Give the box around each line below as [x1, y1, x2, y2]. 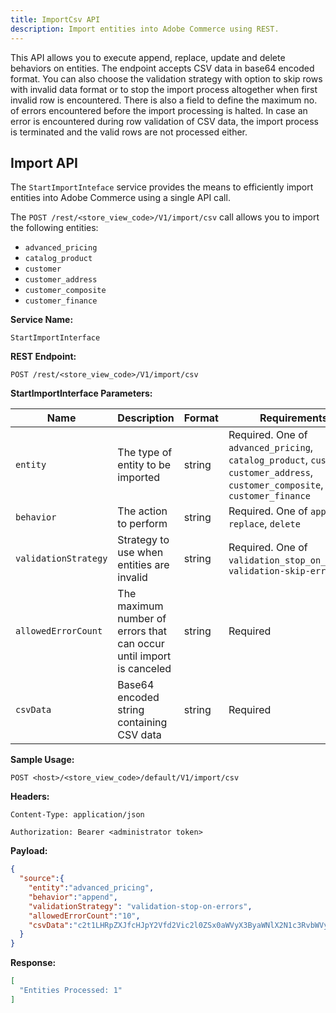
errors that [117, 624, 167, 638]
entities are [117, 558, 170, 572]
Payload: [10, 845, 48, 857]
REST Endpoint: [10, 351, 77, 363]
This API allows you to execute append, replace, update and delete [10, 51, 286, 63]
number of [117, 612, 167, 626]
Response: [10, 957, 57, 969]
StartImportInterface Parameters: [10, 387, 153, 400]
